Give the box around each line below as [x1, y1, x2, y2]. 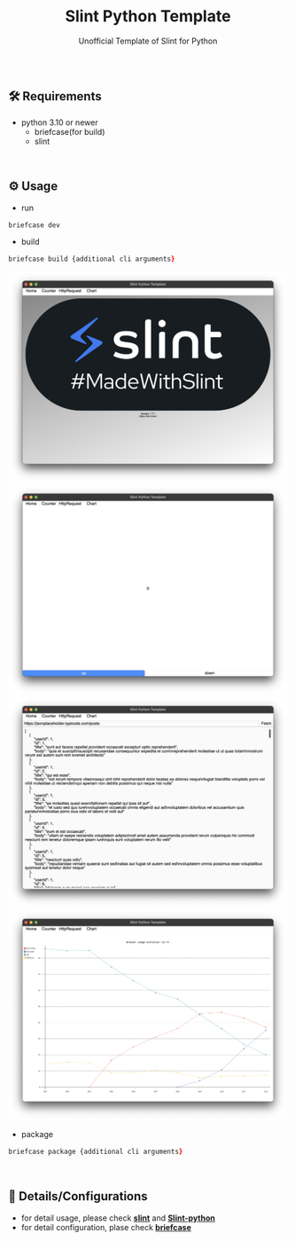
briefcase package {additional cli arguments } [8, 1147, 183, 1157]
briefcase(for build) [34, 126, 105, 137]
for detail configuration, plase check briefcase [20, 1221, 192, 1232]
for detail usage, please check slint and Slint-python [20, 1213, 216, 1223]
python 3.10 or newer [20, 117, 98, 128]
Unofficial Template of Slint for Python [78, 35, 218, 46]
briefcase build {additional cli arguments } [8, 255, 175, 263]
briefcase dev [8, 220, 61, 230]
